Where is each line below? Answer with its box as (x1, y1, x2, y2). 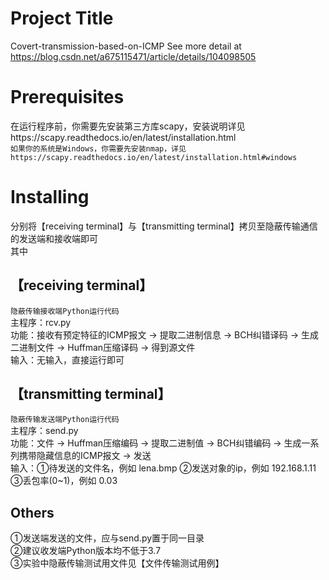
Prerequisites (10, 86, 125, 109)
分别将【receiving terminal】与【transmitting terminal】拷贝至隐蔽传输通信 (10, 220, 318, 232)
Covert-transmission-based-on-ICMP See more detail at (10, 40, 242, 52)
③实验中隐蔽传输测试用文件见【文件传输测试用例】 (10, 557, 225, 569)
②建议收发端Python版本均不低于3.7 (10, 545, 162, 557)
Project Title (10, 7, 114, 30)
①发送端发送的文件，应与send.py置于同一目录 (10, 532, 205, 544)
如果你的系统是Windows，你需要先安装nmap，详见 (10, 143, 187, 154)
